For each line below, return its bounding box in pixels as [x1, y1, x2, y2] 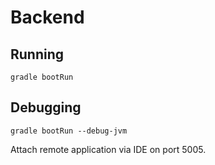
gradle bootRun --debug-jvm [10, 126, 128, 136]
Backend [10, 6, 85, 29]
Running [10, 46, 65, 63]
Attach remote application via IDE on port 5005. [10, 143, 207, 155]
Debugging [10, 99, 82, 116]
